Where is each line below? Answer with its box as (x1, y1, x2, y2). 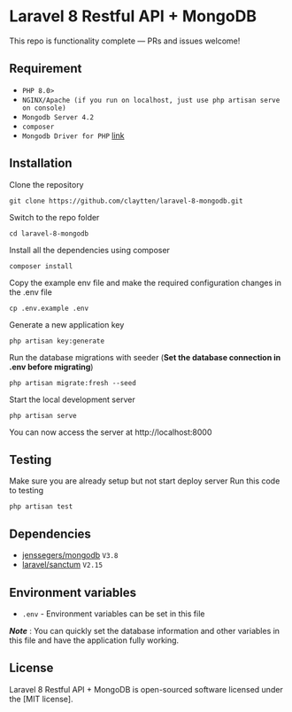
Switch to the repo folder (9, 212, 100, 222)
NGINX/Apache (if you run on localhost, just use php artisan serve (21, 96, 280, 104)
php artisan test (9, 502, 73, 511)
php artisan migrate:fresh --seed (9, 378, 137, 387)
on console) (21, 104, 66, 112)
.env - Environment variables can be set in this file (21, 608, 205, 619)
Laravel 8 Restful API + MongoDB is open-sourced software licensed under (9, 684, 283, 694)
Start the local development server (9, 394, 135, 405)
